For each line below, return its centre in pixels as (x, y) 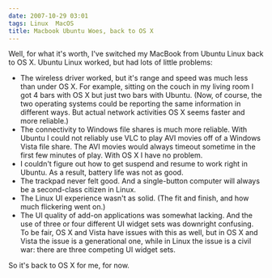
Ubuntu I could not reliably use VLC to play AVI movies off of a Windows (140, 138)
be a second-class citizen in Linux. (78, 190)
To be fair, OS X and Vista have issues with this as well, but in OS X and (139, 233)
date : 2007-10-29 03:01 (49, 16)
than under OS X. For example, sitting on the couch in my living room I (137, 86)
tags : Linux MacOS (41, 23)
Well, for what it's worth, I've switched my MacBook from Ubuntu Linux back (136, 54)
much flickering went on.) (63, 207)
